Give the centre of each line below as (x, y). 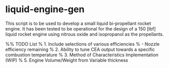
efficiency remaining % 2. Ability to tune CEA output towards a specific (80, 49)
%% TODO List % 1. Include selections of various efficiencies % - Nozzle (82, 44)
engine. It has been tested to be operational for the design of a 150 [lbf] (81, 28)
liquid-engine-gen (45, 9)
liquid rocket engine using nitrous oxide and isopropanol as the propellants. (84, 34)
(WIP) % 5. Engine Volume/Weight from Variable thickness (67, 60)
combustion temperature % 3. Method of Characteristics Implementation (82, 55)
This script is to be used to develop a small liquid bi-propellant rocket (78, 23)
